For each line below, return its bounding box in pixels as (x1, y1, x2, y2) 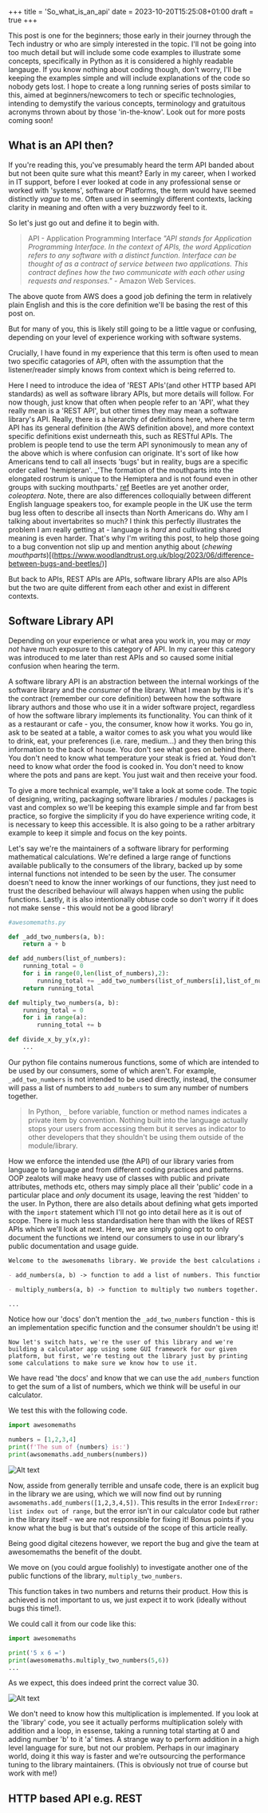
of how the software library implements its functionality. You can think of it (8, 711, 253, 720)
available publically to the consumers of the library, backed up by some (8, 860, 243, 870)
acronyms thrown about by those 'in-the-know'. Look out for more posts (8, 107, 246, 117)
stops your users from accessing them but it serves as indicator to (27, 1123, 246, 1134)
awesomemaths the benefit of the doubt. (8, 1547, 142, 1556)
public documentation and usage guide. (8, 1241, 140, 1250)
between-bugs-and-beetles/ (8, 559, 102, 568)
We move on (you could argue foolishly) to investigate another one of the (8, 1562, 249, 1572)
